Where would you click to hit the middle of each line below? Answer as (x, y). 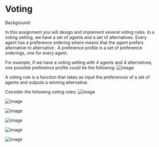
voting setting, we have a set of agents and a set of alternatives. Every (76, 37)
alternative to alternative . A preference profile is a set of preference (74, 48)
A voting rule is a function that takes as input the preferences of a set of (78, 77)
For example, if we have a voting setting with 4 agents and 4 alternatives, (79, 62)
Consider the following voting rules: (41, 92)
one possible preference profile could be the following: (60, 68)
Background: (18, 23)
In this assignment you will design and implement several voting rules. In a (80, 32)
